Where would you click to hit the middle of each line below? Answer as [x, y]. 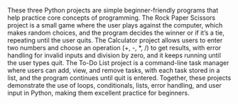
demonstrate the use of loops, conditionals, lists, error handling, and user [115, 85]
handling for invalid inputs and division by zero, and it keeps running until [114, 55]
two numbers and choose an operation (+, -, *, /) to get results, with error [114, 48]
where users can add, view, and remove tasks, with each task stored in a [114, 70]
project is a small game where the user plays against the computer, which [115, 25]
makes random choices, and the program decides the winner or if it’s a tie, [116, 33]
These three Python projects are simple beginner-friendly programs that [113, 10]
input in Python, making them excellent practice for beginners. [98, 93]
